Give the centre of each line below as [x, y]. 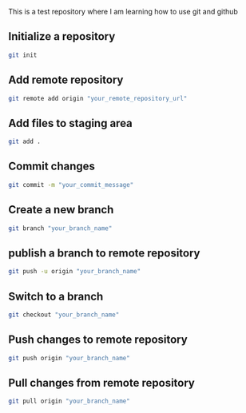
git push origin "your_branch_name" [69, 358]
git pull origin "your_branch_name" [69, 401]
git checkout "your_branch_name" [64, 315]
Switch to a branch [56, 296]
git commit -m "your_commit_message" [71, 185]
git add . [25, 142]
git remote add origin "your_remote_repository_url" [98, 98]
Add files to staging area [71, 123]
